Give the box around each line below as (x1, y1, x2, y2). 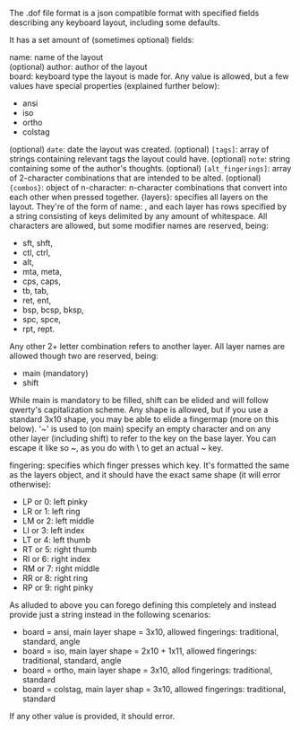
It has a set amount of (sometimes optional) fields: (9, 35, 194, 45)
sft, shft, (21, 238, 54, 248)
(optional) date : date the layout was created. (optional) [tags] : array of (9, 144, 270, 154)
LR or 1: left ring (21, 506, 81, 516)
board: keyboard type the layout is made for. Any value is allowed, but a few (9, 71, 289, 82)
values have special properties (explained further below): (9, 81, 220, 91)
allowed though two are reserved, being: (9, 350, 159, 361)
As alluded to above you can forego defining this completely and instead (9, 600, 277, 610)
